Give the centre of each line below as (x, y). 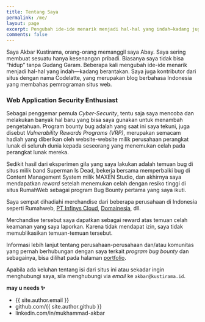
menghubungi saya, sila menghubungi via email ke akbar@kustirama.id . (96, 276)
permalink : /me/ (27, 18)
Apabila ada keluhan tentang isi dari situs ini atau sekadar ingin (85, 270)
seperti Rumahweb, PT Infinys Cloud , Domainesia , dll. (74, 209)
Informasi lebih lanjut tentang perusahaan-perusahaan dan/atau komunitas (100, 245)
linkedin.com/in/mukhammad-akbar (60, 313)
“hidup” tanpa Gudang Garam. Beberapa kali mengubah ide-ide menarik (97, 65)
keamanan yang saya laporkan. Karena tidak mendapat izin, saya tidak (95, 227)
